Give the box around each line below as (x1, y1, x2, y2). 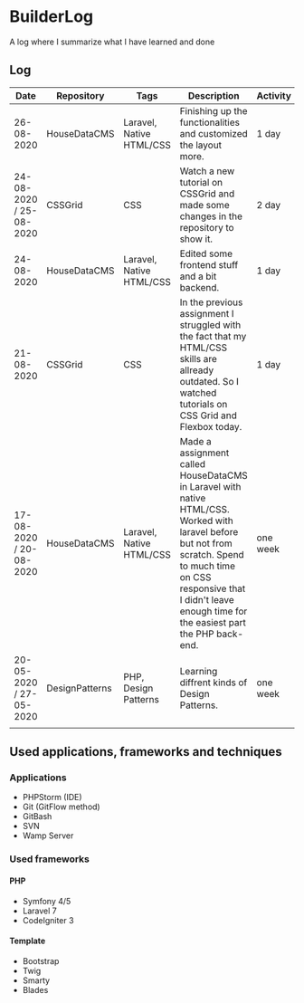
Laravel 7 (22, 905, 57, 916)
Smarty (22, 975, 51, 986)
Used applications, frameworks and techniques (9, 744, 282, 759)
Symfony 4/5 (22, 895, 71, 906)
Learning (179, 664, 218, 677)
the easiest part (179, 616, 247, 628)
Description (187, 89, 240, 101)
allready (179, 364, 214, 377)
